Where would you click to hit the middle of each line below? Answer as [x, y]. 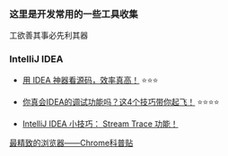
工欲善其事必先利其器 [48, 35]
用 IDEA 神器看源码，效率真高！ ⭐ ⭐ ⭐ [90, 80]
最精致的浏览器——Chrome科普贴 [71, 143]
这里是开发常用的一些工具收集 [74, 13]
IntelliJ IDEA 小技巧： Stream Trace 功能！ [100, 124]
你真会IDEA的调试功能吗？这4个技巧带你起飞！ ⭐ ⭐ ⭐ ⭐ [121, 101]
